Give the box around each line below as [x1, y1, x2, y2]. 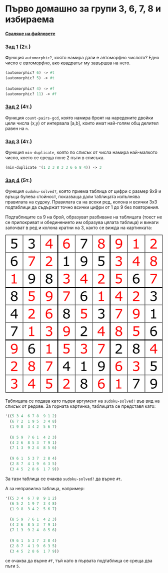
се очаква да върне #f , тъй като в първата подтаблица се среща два [5, 558, 152, 564]
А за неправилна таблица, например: [5, 485, 85, 491]
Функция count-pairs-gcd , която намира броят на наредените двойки [5, 114, 153, 121]
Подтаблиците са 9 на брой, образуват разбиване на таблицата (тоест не [5, 214, 162, 220]
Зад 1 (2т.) [5, 43, 31, 50]
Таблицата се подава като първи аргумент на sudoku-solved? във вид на [5, 398, 160, 404]
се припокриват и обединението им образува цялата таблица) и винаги [5, 219, 159, 225]
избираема [5, 14, 54, 25]
